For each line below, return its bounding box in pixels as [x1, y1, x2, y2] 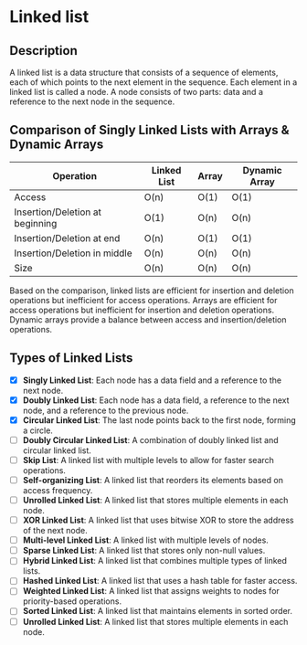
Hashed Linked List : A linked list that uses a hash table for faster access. [22, 576, 298, 587]
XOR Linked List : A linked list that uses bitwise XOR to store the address [22, 514, 294, 526]
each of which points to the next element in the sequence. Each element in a [9, 77, 298, 88]
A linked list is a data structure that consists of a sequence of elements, [9, 67, 279, 78]
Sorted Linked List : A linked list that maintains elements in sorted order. [22, 606, 293, 617]
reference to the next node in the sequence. [9, 96, 175, 107]
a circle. [22, 425, 53, 436]
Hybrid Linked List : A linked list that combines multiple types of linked [22, 555, 288, 566]
